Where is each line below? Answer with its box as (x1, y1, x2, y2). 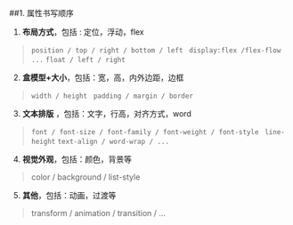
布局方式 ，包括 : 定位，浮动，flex (21, 27, 144, 37)
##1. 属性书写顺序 (9, 8, 74, 18)
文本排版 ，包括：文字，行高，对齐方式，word (21, 108, 191, 118)
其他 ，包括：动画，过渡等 (21, 190, 117, 200)
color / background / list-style (30, 172, 141, 182)
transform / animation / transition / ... (30, 208, 167, 218)
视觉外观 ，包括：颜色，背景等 (21, 154, 132, 165)
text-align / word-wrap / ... (57, 137, 170, 146)
